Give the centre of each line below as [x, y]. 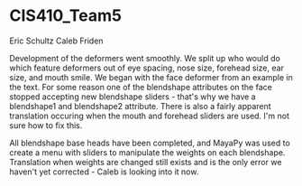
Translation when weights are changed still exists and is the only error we [146, 162]
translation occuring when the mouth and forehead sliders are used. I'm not [150, 116]
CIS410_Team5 [65, 16]
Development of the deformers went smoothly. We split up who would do [145, 58]
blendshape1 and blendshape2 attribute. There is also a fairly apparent [141, 106]
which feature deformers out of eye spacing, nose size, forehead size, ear [146, 68]
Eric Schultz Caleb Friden [56, 41]
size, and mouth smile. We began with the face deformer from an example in [151, 77]
